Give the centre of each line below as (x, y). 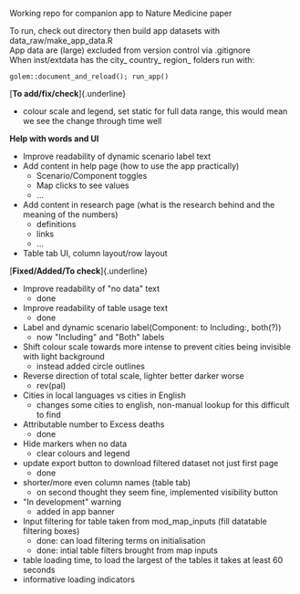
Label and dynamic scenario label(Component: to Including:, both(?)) (152, 327)
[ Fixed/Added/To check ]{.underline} (79, 271)
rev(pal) (51, 386)
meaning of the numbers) (70, 214)
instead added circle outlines (91, 366)
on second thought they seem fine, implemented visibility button (157, 492)
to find (48, 415)
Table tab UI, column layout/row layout (95, 253)
